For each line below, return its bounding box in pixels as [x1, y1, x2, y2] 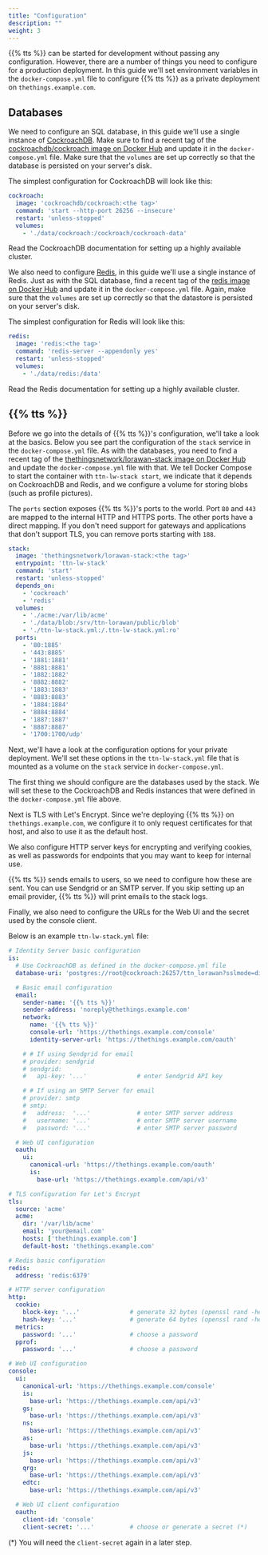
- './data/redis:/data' [22, 370, 102, 378]
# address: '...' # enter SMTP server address [22, 1109, 234, 1117]
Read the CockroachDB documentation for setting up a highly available [8, 243, 242, 253]
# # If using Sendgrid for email [22, 1049, 134, 1058]
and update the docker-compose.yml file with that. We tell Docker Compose [8, 462, 253, 472]
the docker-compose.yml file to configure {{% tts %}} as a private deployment [8, 74, 260, 84]
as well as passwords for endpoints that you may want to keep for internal [8, 851, 251, 861]
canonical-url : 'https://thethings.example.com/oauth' [29, 1161, 216, 1169]
